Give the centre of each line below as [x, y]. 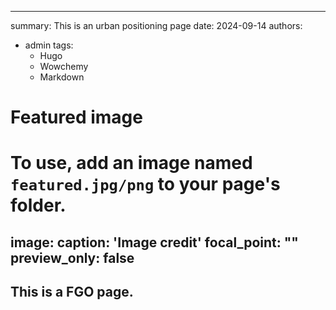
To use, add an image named [131, 163]
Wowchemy [64, 66]
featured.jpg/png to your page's [145, 184]
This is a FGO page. [72, 292]
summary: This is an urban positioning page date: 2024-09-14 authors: [156, 25]
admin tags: [49, 45]
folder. [38, 205]
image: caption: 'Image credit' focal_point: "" [154, 242]
